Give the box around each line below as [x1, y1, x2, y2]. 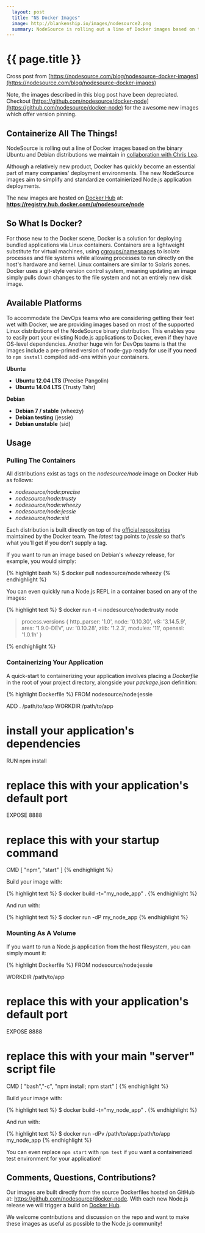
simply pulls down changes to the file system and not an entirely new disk [6, 274, 192, 281]
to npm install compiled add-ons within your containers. [6, 353, 149, 360]
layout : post [12, 9, 45, 15]
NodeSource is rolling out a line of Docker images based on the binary [6, 144, 183, 152]
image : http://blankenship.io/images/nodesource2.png [12, 20, 151, 26]
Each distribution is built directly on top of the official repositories [6, 526, 171, 534]
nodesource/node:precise [15, 488, 81, 496]
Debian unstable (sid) [15, 420, 71, 427]
